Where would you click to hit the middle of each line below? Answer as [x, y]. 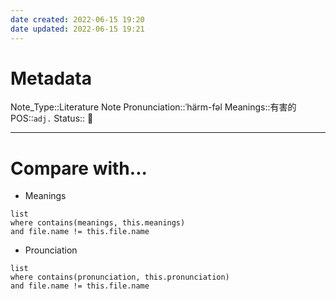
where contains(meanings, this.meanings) [98, 223]
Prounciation [51, 250]
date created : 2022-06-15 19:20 [77, 19]
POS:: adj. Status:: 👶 [52, 118]
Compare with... [79, 168]
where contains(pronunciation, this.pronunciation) [120, 277]
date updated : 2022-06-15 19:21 [77, 29]
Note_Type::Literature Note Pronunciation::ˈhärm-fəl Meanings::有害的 [153, 107]
